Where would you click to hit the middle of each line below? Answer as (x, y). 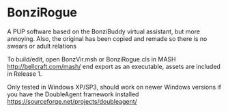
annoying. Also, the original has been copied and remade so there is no (107, 38)
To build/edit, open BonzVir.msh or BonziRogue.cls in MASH (91, 59)
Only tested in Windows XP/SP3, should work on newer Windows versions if (114, 87)
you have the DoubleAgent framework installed (73, 94)
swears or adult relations (42, 46)
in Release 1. (25, 74)
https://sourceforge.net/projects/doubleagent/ (72, 101)
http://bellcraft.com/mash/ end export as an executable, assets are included (114, 66)
